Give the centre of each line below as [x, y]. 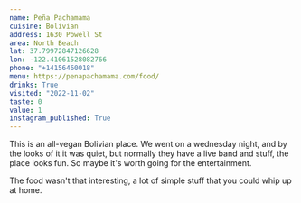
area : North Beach [44, 43]
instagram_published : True [60, 118]
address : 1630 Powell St [56, 34]
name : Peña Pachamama [50, 18]
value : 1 [26, 110]
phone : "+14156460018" [52, 69]
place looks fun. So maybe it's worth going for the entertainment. [131, 163]
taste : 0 [26, 101]
